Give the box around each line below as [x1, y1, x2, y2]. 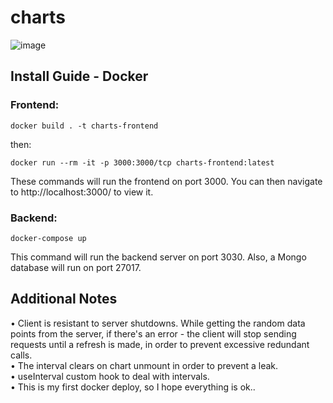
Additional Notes [10, 291, 118, 308]
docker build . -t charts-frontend [10, 121, 159, 131]
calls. [10, 349, 33, 361]
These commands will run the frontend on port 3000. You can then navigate [10, 175, 323, 187]
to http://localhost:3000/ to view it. [10, 186, 154, 198]
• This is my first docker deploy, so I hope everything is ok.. [10, 381, 256, 393]
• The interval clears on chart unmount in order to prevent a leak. [10, 359, 279, 371]
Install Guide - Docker [10, 68, 149, 85]
